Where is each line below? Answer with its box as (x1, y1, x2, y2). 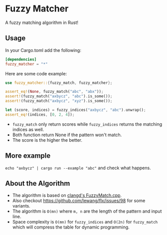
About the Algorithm (5, 179, 70, 188)
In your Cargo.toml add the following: (5, 47, 81, 53)
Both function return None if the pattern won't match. (12, 132, 122, 138)
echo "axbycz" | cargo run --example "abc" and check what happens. (5, 165, 151, 171)
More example (5, 152, 51, 160)
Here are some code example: (5, 70, 67, 76)
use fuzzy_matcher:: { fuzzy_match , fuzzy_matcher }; (5, 80, 113, 85)
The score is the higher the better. (12, 137, 83, 143)
